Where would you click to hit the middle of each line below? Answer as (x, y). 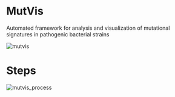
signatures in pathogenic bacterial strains (58, 34)
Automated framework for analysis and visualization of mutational (88, 28)
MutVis (25, 11)
